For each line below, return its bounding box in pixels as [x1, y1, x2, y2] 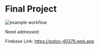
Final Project [5, 3, 57, 15]
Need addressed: [5, 29, 40, 34]
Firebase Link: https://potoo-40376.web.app [5, 38, 94, 44]
